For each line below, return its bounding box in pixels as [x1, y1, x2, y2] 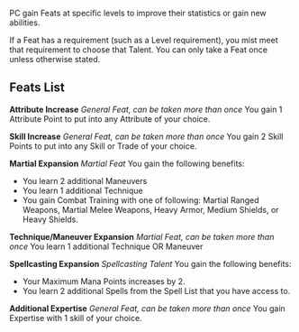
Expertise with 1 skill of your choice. [9, 312, 142, 323]
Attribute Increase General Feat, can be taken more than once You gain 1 [9, 104, 283, 115]
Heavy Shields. [22, 214, 79, 225]
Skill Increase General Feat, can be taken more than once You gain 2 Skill [9, 131, 284, 142]
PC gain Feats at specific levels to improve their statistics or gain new [9, 8, 267, 18]
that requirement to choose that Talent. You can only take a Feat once [9, 44, 268, 55]
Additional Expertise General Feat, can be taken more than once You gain [9, 302, 285, 314]
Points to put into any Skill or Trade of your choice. [9, 140, 197, 152]
